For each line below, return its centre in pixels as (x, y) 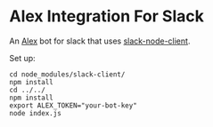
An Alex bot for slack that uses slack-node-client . (100, 41)
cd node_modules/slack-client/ (67, 74)
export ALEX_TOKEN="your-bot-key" (74, 105)
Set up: (22, 58)
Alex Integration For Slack (107, 16)
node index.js (36, 113)
